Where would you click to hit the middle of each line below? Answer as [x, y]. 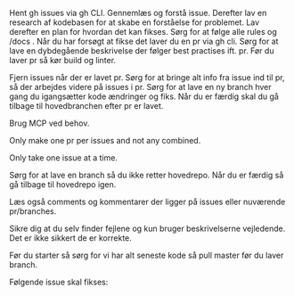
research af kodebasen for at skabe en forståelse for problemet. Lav [135, 22]
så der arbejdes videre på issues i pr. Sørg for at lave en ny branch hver [140, 87]
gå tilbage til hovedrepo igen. [63, 185]
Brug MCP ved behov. [49, 123]
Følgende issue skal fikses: [59, 282]
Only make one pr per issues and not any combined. [105, 140]
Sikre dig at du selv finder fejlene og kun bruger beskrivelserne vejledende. [147, 228]
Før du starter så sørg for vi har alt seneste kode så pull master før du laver [147, 255]
